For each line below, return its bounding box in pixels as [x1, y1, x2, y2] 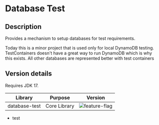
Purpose [49, 94, 70, 101]
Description [5, 23, 42, 31]
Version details [5, 70, 52, 78]
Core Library [45, 102, 74, 109]
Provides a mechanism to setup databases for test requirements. [5, 35, 136, 41]
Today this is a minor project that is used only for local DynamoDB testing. [5, 45, 154, 50]
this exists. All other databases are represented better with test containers [5, 55, 154, 61]
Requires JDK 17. [5, 82, 39, 88]
